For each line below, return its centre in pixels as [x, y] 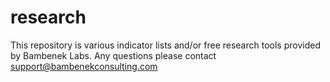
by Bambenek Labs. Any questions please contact [113, 55]
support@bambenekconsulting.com [84, 66]
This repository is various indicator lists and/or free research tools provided [165, 45]
